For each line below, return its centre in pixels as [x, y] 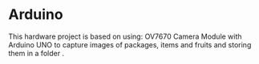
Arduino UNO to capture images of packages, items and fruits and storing [130, 44]
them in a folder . [36, 53]
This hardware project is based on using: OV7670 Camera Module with [125, 36]
